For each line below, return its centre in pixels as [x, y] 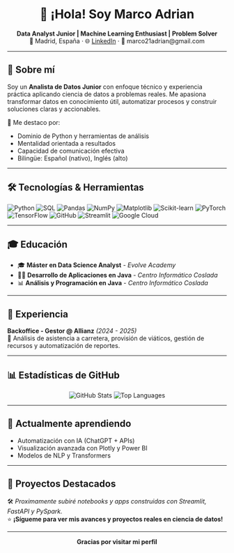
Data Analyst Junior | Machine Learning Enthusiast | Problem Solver [117, 33]
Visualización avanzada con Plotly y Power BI [82, 448]
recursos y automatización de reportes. [64, 346]
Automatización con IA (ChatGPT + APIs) [76, 440]
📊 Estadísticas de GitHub [64, 375]
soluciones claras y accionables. [54, 109]
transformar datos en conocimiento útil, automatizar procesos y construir [112, 101]
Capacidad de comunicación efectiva [71, 151]
